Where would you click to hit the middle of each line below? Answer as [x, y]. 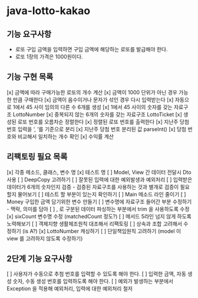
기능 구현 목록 [30, 77]
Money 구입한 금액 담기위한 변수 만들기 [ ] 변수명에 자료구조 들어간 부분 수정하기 [99, 201]
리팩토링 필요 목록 [37, 157]
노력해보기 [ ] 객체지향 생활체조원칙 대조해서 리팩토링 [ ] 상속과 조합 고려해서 [94, 224]
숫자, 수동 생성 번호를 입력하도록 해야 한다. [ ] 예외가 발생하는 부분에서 [93, 282]
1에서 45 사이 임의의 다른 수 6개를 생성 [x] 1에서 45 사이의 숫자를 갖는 [93, 107]
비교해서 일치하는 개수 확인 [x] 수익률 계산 [66, 136]
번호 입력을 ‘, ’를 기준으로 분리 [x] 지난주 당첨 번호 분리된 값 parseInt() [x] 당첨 [97, 129]
